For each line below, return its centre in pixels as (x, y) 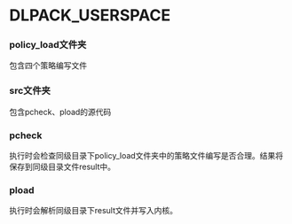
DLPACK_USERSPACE (90, 15)
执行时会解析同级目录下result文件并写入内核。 (94, 211)
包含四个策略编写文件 (48, 66)
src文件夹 (30, 91)
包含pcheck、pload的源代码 (60, 112)
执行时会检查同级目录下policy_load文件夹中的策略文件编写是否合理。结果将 (146, 156)
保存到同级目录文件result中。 (63, 167)
